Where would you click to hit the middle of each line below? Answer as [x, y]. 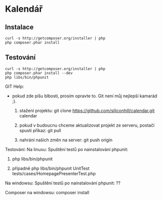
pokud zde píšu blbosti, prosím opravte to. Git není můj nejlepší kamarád [84, 96]
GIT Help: [15, 86]
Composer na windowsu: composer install [47, 192]
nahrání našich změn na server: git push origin [66, 140]
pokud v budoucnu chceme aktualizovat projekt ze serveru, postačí [87, 125]
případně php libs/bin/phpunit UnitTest [51, 168]
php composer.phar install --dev [39, 73]
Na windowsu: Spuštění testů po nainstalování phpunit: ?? [63, 183]
